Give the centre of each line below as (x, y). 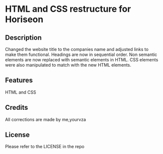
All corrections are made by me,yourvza (45, 119)
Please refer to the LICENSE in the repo (45, 147)
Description (23, 38)
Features (19, 80)
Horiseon (24, 19)
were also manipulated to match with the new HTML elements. (68, 65)
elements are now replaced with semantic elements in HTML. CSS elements (82, 60)
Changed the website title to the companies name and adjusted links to (77, 49)
